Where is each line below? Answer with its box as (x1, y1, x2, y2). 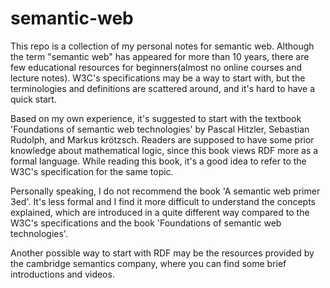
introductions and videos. (10, 268, 115, 280)
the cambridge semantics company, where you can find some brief (10, 257, 287, 269)
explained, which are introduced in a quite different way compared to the (10, 206, 310, 218)
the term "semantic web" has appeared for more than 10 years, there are (10, 50, 310, 62)
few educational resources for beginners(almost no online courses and (10, 61, 303, 73)
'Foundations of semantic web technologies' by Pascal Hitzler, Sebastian (10, 123, 310, 135)
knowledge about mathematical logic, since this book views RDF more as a (10, 144, 319, 156)
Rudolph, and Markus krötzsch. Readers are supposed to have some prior (10, 133, 315, 146)
